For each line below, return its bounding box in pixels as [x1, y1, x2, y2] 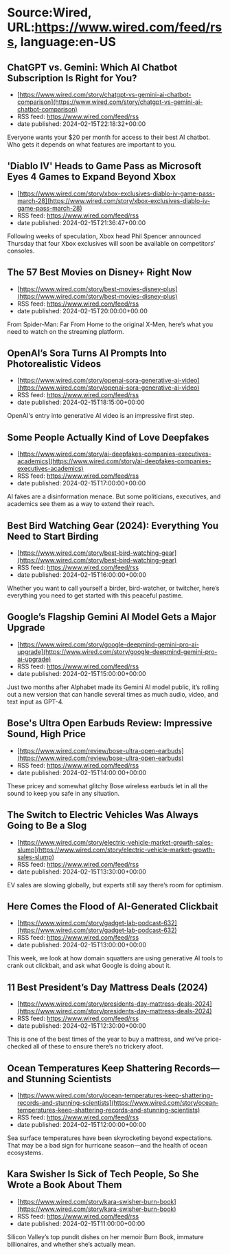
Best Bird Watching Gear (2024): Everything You [7, 520, 219, 531]
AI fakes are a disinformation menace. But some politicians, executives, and [7, 492, 221, 500]
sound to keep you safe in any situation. [7, 789, 120, 797]
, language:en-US [13, 34, 117, 50]
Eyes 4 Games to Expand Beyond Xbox [7, 171, 176, 183]
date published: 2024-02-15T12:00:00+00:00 [16, 1120, 146, 1128]
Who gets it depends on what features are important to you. [7, 140, 176, 149]
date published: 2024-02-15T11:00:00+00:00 [16, 1219, 146, 1227]
